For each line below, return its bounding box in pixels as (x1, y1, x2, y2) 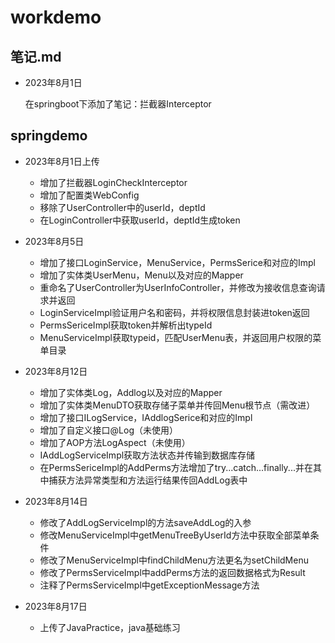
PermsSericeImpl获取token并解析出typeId (39, 319, 213, 331)
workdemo (10, 6, 102, 29)
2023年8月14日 (24, 495, 88, 507)
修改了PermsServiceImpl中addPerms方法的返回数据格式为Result (39, 566, 306, 578)
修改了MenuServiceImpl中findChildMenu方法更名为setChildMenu (39, 554, 309, 566)
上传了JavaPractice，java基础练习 (39, 621, 181, 633)
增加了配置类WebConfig (39, 189, 140, 201)
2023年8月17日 (24, 600, 88, 612)
